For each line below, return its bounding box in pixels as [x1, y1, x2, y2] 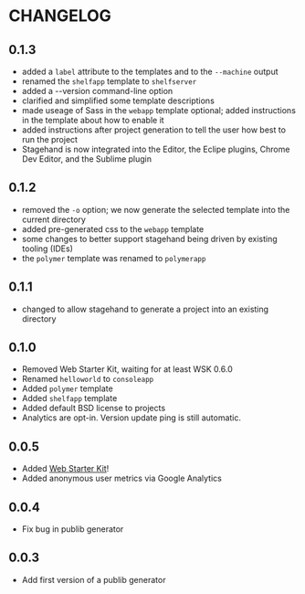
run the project [21, 134, 79, 144]
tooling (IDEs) [21, 243, 74, 254]
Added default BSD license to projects [21, 403, 166, 414]
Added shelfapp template [21, 393, 118, 404]
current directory [21, 214, 86, 225]
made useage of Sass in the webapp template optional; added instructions [21, 105, 296, 115]
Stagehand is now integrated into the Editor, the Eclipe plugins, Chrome [21, 143, 290, 154]
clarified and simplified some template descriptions [21, 95, 216, 106]
